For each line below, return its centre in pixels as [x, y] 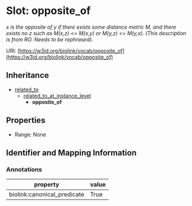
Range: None [30, 134]
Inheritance [28, 75]
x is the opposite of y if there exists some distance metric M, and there [91, 27]
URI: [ [13, 50]
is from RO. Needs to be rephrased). [50, 39]
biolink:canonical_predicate [47, 194]
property [47, 184]
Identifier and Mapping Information [71, 152]
